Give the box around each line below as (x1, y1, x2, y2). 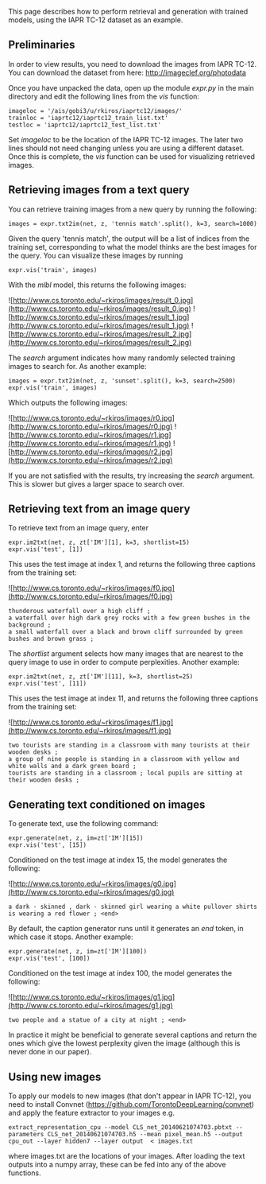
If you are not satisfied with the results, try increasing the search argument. (8, 471, 255, 480)
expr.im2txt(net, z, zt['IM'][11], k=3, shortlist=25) (8, 673, 194, 681)
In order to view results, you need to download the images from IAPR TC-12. (8, 59, 256, 68)
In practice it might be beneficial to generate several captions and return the (8, 1030, 257, 1040)
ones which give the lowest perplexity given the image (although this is (8, 1038, 241, 1048)
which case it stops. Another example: (8, 932, 133, 941)
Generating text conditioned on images (8, 798, 206, 811)
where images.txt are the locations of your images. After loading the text (8, 1151, 245, 1161)
